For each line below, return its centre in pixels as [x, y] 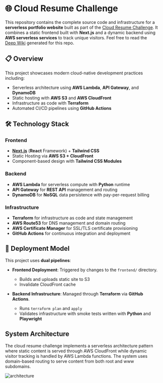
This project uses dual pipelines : [38, 260]
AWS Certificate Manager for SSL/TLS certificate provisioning [75, 228]
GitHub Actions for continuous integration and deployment [71, 233]
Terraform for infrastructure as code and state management [72, 218]
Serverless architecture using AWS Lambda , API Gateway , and [75, 87]
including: [15, 78]
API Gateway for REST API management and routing [65, 190]
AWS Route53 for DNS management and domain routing [69, 223]
